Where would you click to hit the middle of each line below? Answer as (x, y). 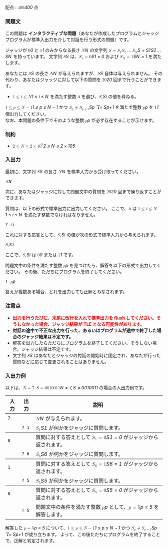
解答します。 (50, 514)
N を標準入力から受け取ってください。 (101, 171)
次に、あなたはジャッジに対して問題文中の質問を (55, 191)
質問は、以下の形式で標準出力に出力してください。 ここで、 (67, 208)
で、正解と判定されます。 (31, 541)
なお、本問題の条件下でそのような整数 (44, 120)
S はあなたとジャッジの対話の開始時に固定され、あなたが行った (95, 355)
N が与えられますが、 (75, 74)
